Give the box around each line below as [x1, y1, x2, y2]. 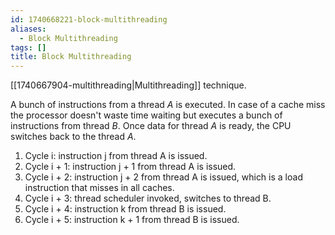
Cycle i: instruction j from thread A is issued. [24, 150, 208, 162]
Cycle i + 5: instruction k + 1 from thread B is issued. [24, 214, 240, 226]
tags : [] [10, 42, 47, 53]
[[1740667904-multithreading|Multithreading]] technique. [10, 79, 247, 91]
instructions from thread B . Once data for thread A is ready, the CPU [10, 120, 292, 132]
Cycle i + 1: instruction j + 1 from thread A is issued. [24, 161, 237, 173]
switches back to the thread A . [10, 131, 137, 143]
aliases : [10, 24, 47, 34]
